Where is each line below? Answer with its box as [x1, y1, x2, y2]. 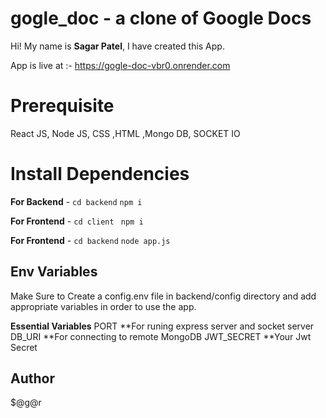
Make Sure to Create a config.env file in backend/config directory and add [10, 290, 317, 302]
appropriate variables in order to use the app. [10, 300, 197, 312]
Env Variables [10, 263, 98, 281]
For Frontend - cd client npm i [10, 215, 144, 227]
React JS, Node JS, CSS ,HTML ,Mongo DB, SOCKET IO [10, 127, 241, 139]
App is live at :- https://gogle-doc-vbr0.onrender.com [10, 59, 231, 71]
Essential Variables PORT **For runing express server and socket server [10, 320, 315, 332]
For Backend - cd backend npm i [10, 195, 143, 207]
